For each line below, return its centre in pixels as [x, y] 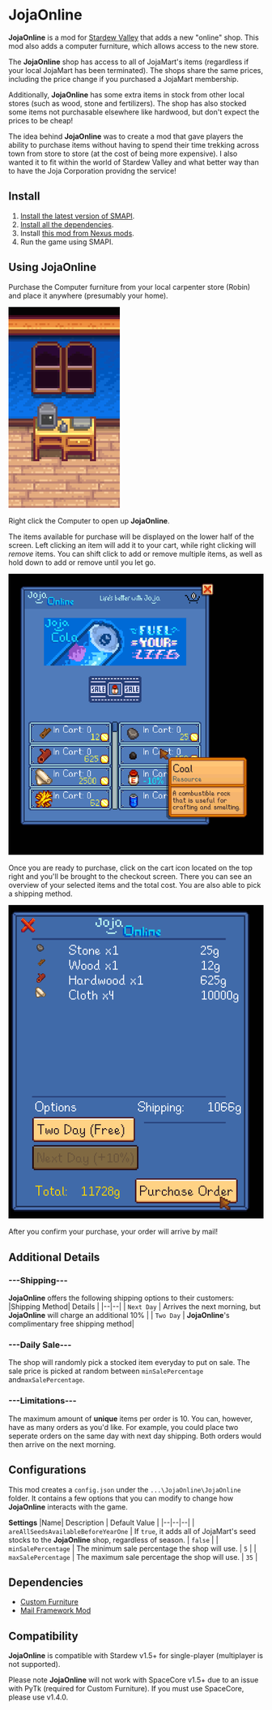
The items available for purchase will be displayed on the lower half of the [132, 536]
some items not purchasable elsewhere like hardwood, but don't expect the [134, 112]
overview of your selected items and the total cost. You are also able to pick [135, 885]
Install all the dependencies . [67, 224]
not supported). [34, 1665]
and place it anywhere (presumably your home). [88, 295]
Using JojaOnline [53, 267]
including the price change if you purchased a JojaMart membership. [123, 79]
